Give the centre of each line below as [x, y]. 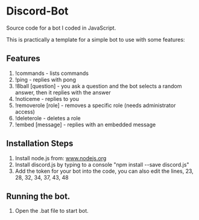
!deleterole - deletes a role [48, 118]
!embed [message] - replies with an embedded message [85, 125]
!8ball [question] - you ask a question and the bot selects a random [98, 86]
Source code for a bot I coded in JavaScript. [61, 28]
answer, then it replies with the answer [63, 92]
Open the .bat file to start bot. [52, 211]
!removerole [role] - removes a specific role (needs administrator [95, 105]
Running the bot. [38, 196]
